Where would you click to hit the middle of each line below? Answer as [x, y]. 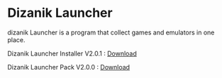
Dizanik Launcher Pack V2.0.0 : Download [68, 67]
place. [17, 39]
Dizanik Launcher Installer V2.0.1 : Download [72, 53]
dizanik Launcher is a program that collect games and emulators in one [111, 32]
